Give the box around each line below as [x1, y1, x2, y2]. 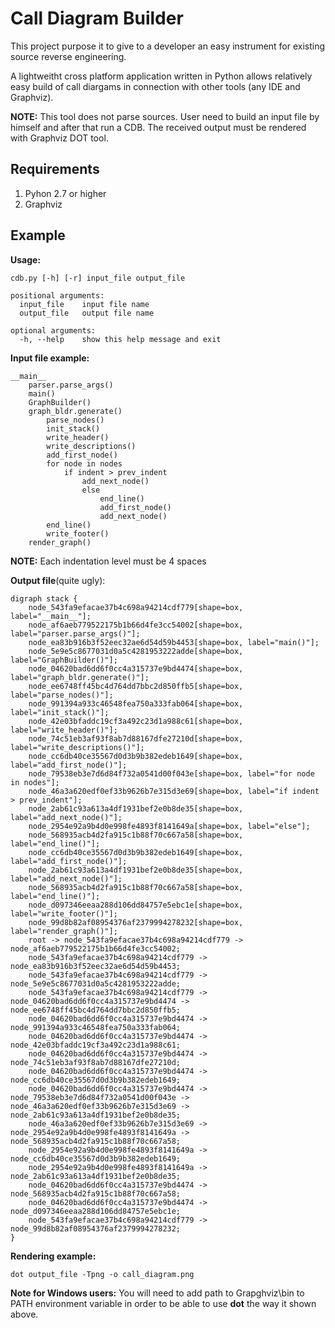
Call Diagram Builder [10, 7, 184, 30]
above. [10, 1308, 39, 1320]
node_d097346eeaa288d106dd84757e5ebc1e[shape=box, [28, 900, 244, 910]
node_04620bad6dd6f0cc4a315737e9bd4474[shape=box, [28, 663, 244, 674]
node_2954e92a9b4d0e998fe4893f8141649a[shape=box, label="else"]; [28, 821, 311, 831]
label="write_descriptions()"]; [10, 742, 145, 752]
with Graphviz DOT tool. [10, 132, 109, 144]
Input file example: [10, 352, 90, 364]
